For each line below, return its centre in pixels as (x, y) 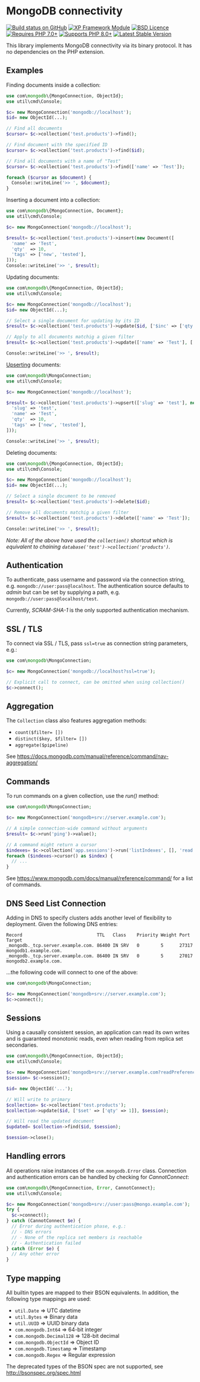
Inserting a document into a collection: (53, 200)
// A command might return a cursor (51, 845)
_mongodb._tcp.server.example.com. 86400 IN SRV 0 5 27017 (100, 956)
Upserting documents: (34, 365)
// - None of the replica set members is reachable (77, 1237)
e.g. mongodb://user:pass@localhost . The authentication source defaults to (98, 586)
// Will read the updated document (50, 1121)
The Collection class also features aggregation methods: (76, 721)
